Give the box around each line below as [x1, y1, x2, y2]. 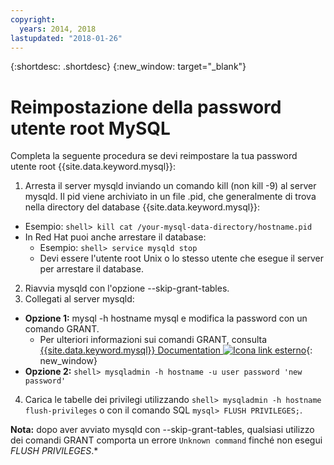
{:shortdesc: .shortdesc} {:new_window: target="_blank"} [10, 61, 247, 73]
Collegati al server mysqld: [24, 293, 135, 305]
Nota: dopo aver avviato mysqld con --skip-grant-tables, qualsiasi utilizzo [10, 424, 315, 436]
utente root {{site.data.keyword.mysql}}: [10, 161, 176, 173]
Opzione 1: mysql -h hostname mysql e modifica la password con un [24, 312, 308, 325]
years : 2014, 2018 [19, 24, 97, 34]
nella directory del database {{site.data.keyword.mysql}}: [24, 201, 261, 213]
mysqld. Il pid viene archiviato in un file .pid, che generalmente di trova [24, 191, 317, 203]
